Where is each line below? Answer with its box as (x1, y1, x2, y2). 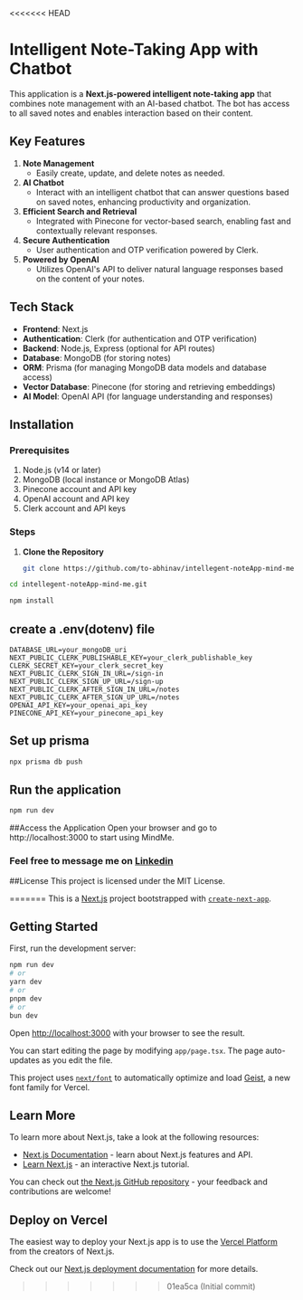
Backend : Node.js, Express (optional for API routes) (22, 343, 215, 354)
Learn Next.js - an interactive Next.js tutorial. (22, 1159, 190, 1170)
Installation (9, 416, 74, 432)
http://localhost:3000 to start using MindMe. (9, 832, 175, 843)
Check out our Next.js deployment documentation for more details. (9, 1264, 259, 1275)
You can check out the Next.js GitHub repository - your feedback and (9, 1176, 269, 1188)
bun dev (9, 1011, 39, 1020)
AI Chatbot (22, 176, 65, 188)
